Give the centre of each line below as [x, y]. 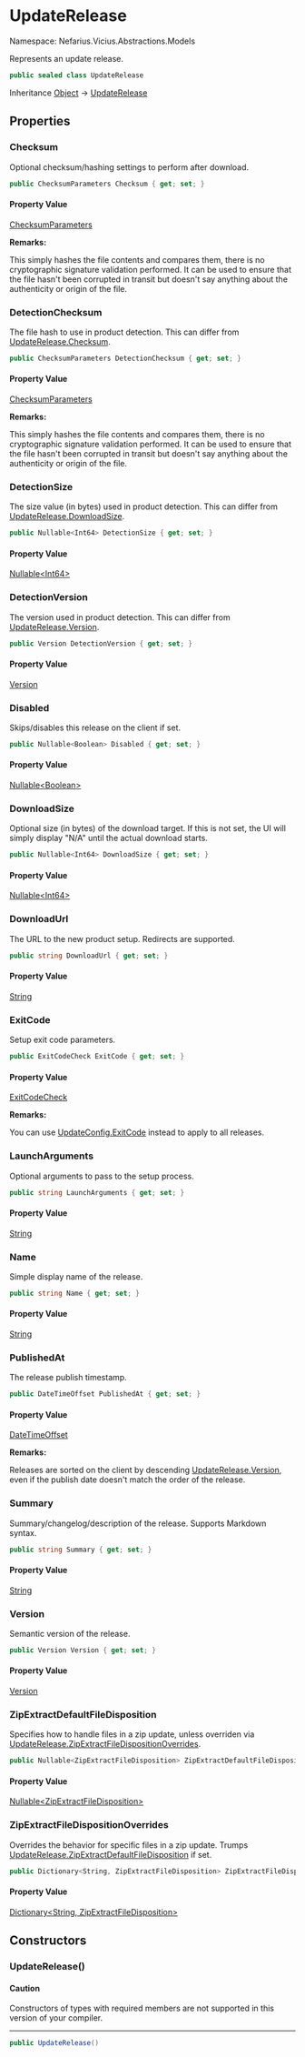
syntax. [23, 1532]
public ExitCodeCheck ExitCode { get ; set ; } [97, 1057]
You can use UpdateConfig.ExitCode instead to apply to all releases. [137, 1132]
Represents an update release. [67, 58]
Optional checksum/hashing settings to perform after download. [129, 167]
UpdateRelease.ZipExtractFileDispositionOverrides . [105, 1744]
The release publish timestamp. [68, 1378]
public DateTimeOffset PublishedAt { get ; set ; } [105, 1394]
